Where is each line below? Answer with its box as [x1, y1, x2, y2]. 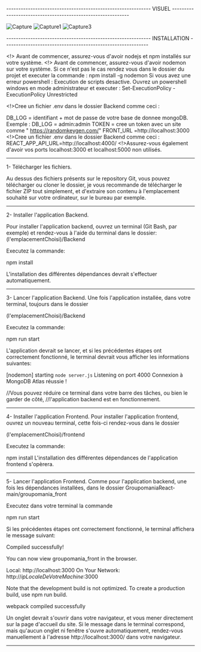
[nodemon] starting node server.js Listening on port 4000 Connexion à [6, 371, 184, 378]
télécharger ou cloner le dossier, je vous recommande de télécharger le [6, 181, 182, 188]
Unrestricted [47, 91, 78, 98]
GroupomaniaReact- [125, 484, 175, 491]
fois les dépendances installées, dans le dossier [6, 484, 124, 491]
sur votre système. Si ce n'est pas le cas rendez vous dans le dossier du [6, 65, 184, 73]
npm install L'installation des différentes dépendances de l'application [6, 454, 178, 461]
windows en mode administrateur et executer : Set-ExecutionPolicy [6, 85, 172, 92]
